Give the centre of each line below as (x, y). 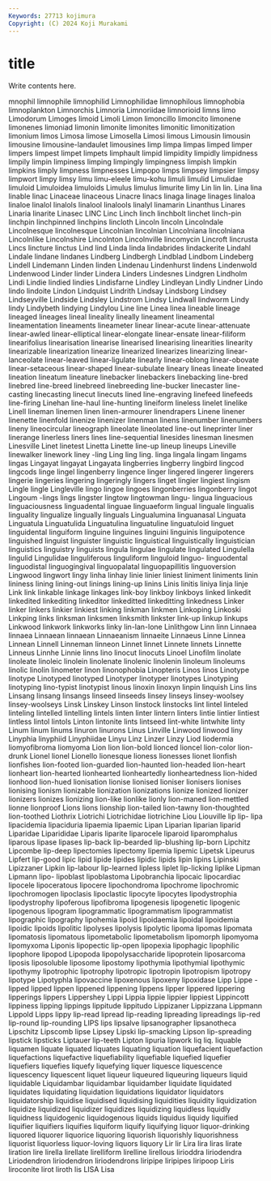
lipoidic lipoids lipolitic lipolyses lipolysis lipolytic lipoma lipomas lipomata (131, 928)
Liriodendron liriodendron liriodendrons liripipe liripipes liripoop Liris (121, 1161)
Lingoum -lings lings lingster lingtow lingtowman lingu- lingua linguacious (131, 498)
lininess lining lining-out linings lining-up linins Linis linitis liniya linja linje (128, 584)
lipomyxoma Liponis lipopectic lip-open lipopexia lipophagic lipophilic (124, 946)
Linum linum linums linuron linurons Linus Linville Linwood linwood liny (125, 730)
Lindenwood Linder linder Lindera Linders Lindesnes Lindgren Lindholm (128, 274)
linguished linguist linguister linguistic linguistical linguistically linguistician (132, 541)
